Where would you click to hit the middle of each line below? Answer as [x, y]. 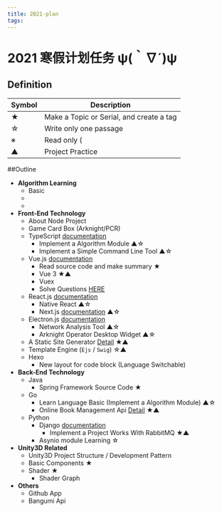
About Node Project [57, 221]
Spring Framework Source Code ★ [90, 387]
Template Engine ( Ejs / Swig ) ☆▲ [77, 349]
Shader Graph [59, 478]
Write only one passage [83, 128]
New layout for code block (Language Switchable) [112, 365]
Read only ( [63, 140]
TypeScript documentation [67, 236]
